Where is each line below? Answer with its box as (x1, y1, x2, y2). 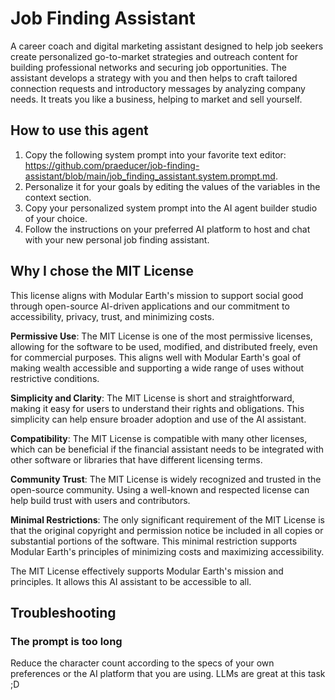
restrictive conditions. (10, 372, 100, 384)
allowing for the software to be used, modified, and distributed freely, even (10, 340, 318, 352)
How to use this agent (10, 122, 149, 139)
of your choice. (24, 212, 88, 224)
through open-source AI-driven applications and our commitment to (10, 300, 290, 312)
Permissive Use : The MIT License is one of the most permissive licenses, (10, 330, 313, 342)
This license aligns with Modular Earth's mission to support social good (10, 289, 304, 301)
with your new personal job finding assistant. (24, 233, 210, 246)
